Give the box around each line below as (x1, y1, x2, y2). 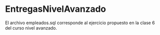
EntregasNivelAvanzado (5, 3, 106, 15)
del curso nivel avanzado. (5, 25, 58, 31)
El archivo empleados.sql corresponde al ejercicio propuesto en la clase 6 (5, 20, 155, 26)
